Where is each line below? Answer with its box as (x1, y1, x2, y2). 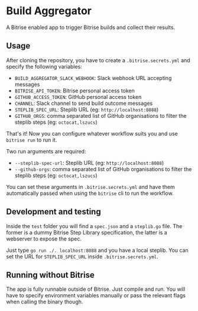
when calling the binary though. (6, 298, 83, 306)
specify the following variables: (6, 63, 83, 70)
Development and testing (6, 207, 102, 217)
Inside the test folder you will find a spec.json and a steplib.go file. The (6, 222, 183, 229)
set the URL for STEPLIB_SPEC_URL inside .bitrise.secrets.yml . (6, 253, 158, 260)
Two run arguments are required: (6, 148, 86, 155)
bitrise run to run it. (6, 136, 57, 143)
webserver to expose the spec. (6, 235, 82, 242)
